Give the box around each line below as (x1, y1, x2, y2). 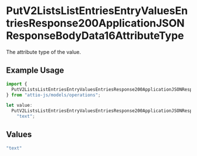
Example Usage (6, 66, 64, 76)
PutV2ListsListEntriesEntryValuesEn (6, 4, 188, 18)
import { (6, 81, 28, 87)
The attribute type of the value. (6, 48, 81, 55)
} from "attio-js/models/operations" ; (6, 92, 101, 98)
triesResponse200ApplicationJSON (6, 16, 185, 30)
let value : (6, 103, 33, 108)
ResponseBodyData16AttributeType (6, 29, 184, 42)
